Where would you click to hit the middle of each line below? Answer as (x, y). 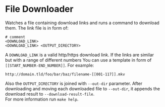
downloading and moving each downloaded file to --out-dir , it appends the (82, 89)
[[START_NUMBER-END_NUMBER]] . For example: (50, 65)
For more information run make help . (42, 99)
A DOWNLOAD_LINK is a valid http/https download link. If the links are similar (80, 55)
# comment (15, 37)
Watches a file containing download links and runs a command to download (82, 23)
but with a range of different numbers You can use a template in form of (79, 60)
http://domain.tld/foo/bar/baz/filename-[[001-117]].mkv (65, 74)
